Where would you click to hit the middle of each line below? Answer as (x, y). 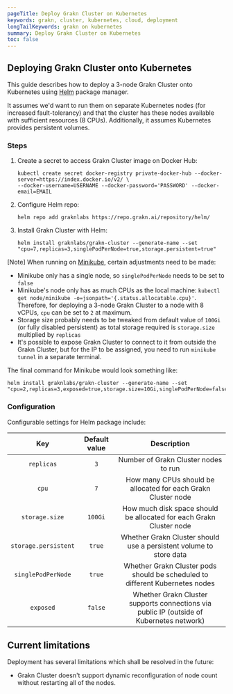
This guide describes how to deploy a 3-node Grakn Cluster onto (100, 84)
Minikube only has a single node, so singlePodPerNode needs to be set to (121, 276)
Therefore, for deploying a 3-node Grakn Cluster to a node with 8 (111, 305)
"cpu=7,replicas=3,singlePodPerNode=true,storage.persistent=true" (116, 249)
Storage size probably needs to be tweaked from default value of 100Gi (119, 320)
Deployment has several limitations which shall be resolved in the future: (111, 662)
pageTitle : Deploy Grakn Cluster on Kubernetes (77, 14)
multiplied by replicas (49, 335)
